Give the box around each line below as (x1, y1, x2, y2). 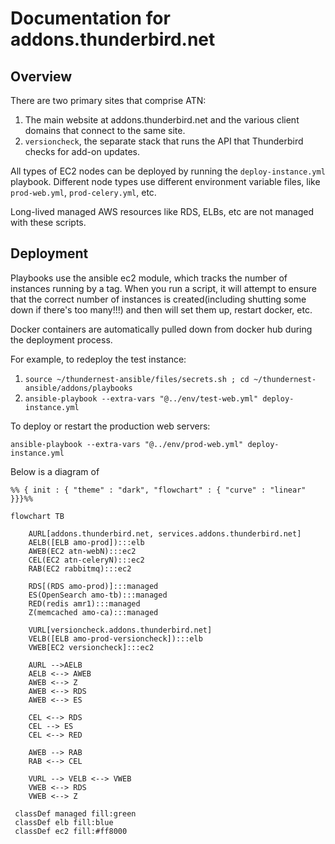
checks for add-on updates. (24, 146, 140, 157)
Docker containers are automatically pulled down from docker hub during (10, 323, 313, 335)
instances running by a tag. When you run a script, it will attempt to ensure (10, 282, 318, 294)
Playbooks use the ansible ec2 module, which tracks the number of (10, 272, 288, 284)
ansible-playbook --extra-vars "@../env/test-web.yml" (24, 393, 259, 404)
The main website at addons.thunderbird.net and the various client (24, 114, 300, 126)
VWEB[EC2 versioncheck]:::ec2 (28, 642, 155, 652)
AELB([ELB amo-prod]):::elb (28, 537, 145, 547)
